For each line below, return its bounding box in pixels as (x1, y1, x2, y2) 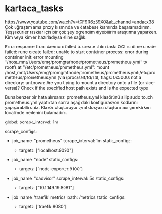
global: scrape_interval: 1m (5, 119, 59, 125)
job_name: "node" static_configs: (12, 156, 79, 162)
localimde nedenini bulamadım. (5, 109, 67, 115)
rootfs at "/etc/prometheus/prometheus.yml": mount (5, 64, 109, 70)
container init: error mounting (5, 54, 64, 60)
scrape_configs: (5, 128, 37, 134)
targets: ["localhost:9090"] (19, 147, 73, 153)
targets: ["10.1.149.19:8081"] (19, 184, 74, 190)
